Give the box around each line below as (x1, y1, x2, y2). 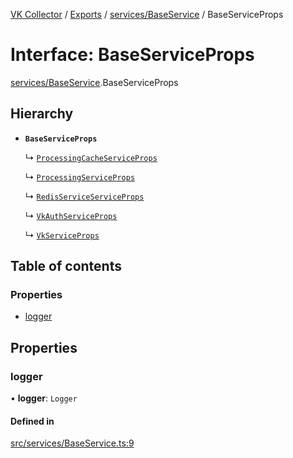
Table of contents (10, 258, 122, 275)
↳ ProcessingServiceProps (24, 170, 136, 183)
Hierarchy (10, 105, 74, 123)
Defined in (10, 415, 55, 427)
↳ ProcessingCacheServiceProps (24, 151, 158, 163)
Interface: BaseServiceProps (10, 44, 255, 66)
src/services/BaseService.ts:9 (10, 437, 135, 449)
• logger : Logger (10, 392, 78, 404)
